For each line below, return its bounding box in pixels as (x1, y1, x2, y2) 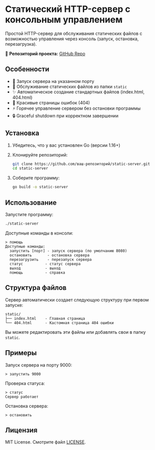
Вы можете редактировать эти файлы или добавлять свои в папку (5, 329, 146, 335)
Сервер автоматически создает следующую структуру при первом (5, 297, 149, 302)
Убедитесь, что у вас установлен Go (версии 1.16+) (12, 142, 120, 148)
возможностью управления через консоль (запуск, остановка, (5, 36, 139, 42)
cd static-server (12, 166, 49, 171)
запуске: (5, 302, 23, 308)
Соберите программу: (12, 175, 60, 181)
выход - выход (9, 266, 61, 271)
